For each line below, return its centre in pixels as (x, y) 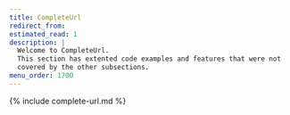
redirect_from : (37, 26)
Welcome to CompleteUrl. (63, 51)
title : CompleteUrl (46, 17)
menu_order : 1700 (41, 76)
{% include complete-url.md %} (68, 101)
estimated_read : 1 (43, 34)
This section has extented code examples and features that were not (149, 59)
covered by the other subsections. (83, 68)
